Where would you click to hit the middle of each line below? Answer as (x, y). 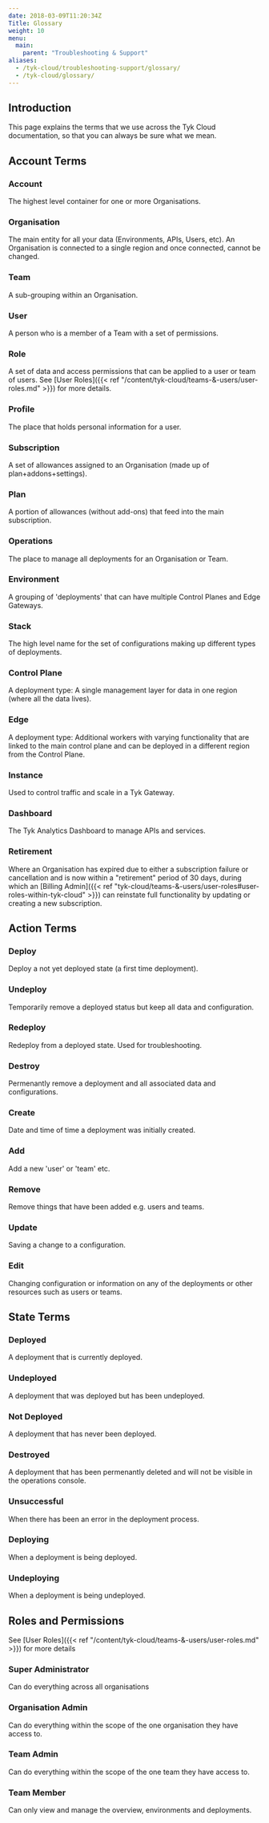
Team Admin (33, 1754)
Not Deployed (36, 1416)
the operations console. (47, 1480)
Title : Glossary (35, 23)
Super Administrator (49, 1669)
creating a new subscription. (55, 903)
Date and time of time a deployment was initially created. (102, 1130)
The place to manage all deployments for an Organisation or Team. (118, 558)
